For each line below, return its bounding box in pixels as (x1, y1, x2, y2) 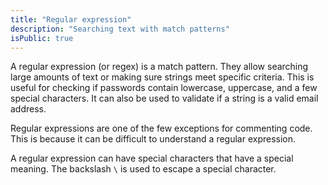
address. (10, 103, 47, 115)
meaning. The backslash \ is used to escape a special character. (10, 163, 277, 175)
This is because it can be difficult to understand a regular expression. (10, 133, 297, 145)
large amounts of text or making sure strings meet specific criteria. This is (10, 71, 315, 83)
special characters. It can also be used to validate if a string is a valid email (10, 92, 319, 105)
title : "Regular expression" (10, 14, 132, 25)
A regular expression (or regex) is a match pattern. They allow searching (10, 61, 309, 73)
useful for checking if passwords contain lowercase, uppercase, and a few (10, 82, 318, 94)
